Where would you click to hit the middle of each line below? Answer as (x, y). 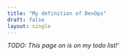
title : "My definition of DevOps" (57, 13)
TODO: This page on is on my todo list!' (63, 46)
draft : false (26, 20)
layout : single (29, 26)
